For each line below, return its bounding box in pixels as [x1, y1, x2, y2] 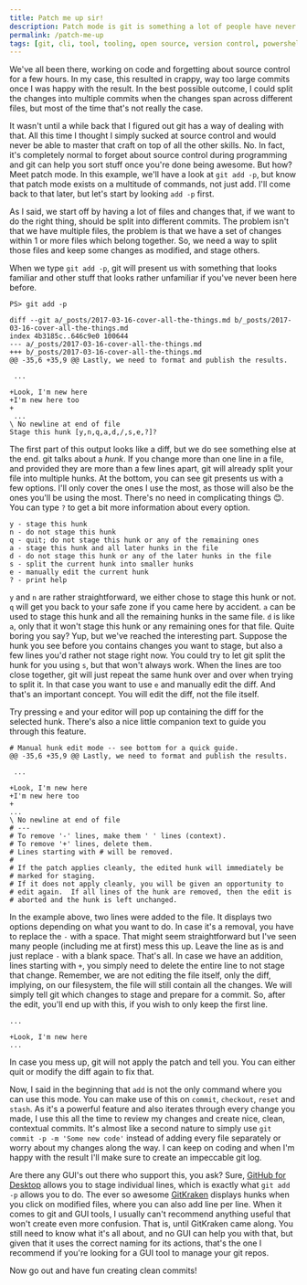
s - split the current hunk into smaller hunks [9, 559, 195, 569]
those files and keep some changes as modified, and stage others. [9, 245, 260, 256]
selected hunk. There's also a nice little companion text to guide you [9, 717, 267, 727]
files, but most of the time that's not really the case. [9, 102, 204, 114]
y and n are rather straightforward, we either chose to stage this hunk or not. [9, 591, 297, 603]
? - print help [9, 576, 68, 585]
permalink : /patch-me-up [9, 30, 104, 39]
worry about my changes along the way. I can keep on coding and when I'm [9, 1142, 295, 1153]
